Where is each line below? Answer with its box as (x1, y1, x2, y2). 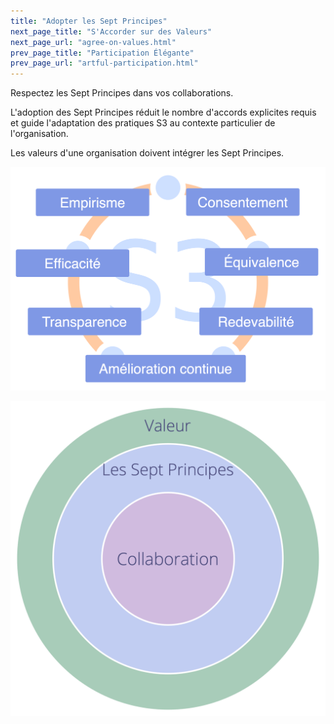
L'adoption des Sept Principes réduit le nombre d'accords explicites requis (10, 106, 317, 119)
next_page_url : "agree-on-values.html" (10, 37, 177, 47)
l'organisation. (10, 128, 69, 140)
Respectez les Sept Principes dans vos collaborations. (10, 87, 234, 99)
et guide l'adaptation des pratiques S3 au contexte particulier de (10, 117, 276, 129)
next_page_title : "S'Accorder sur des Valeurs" (10, 26, 213, 37)
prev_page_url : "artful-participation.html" (10, 58, 199, 69)
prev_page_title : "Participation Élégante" (10, 48, 195, 58)
